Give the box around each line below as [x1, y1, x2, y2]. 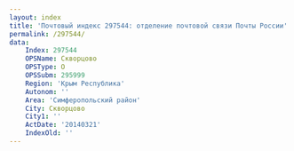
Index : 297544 [25, 46, 77, 55]
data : [9, 37, 29, 47]
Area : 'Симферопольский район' [25, 95, 141, 105]
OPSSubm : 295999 [25, 71, 86, 80]
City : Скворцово [25, 104, 86, 113]
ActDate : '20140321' [25, 121, 101, 130]
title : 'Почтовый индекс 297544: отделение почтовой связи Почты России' [9, 21, 289, 30]
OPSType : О [25, 63, 66, 72]
